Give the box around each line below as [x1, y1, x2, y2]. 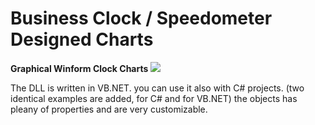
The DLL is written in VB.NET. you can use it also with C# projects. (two [10, 82, 305, 94]
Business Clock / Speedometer [10, 7, 273, 30]
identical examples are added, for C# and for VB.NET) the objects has [10, 92, 298, 104]
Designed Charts [10, 28, 154, 51]
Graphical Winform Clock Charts [10, 62, 149, 74]
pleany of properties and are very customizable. [10, 103, 208, 115]
